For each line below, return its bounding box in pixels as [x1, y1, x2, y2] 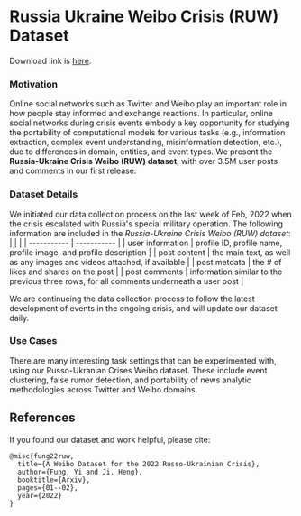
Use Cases [9, 335, 58, 347]
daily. [9, 312, 30, 323]
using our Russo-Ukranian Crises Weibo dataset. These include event [9, 364, 268, 375]
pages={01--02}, [17, 483, 78, 493]
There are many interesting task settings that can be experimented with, [9, 355, 277, 366]
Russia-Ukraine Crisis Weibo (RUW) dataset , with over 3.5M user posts [9, 156, 278, 167]
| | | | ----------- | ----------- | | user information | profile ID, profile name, [9, 237, 283, 248]
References [9, 410, 76, 426]
